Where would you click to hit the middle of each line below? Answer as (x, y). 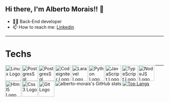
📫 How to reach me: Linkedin (43, 27)
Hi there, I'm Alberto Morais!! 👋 (55, 9)
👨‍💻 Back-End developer (37, 21)
